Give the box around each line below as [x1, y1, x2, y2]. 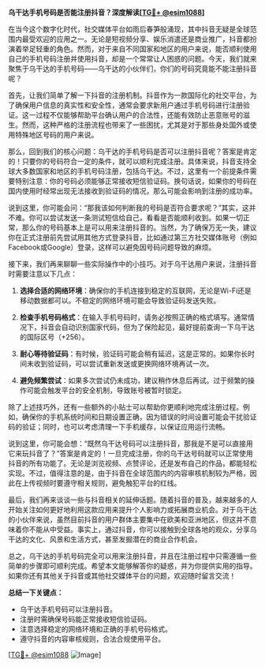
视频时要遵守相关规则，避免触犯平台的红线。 [35, 478, 181, 488]
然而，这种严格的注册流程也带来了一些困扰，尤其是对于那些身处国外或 [21, 120, 250, 129]
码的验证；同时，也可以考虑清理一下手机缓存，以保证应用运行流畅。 [8, 422, 230, 431]
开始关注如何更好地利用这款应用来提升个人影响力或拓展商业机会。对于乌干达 [8, 505, 257, 514]
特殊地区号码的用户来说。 [14, 130, 99, 139]
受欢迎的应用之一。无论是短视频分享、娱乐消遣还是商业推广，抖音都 [28, 35, 250, 43]
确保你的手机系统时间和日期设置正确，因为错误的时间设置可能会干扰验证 [21, 412, 257, 422]
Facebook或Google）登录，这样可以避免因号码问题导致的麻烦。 [8, 242, 216, 252]
